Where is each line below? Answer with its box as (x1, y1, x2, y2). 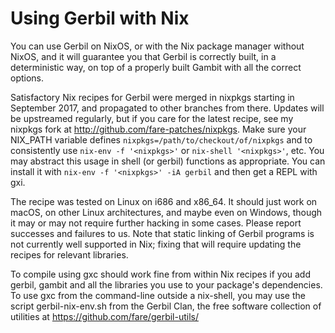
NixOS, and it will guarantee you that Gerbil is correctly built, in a (10, 50, 277, 62)
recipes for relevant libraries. (10, 248, 129, 261)
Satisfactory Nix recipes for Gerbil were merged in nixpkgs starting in (10, 91, 295, 103)
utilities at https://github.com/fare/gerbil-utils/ (10, 310, 199, 322)
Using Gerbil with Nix (10, 7, 190, 30)
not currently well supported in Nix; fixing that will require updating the (10, 238, 302, 250)
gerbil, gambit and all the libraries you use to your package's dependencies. (10, 278, 323, 291)
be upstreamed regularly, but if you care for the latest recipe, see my (10, 112, 294, 124)
